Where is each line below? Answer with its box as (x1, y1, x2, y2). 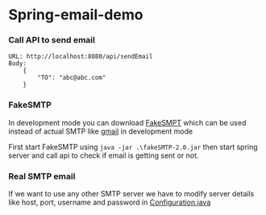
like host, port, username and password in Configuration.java (8, 197, 211, 207)
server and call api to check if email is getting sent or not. (8, 151, 199, 160)
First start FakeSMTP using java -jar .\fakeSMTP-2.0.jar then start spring (8, 142, 258, 151)
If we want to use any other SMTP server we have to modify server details (8, 189, 255, 199)
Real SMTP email (8, 171, 76, 182)
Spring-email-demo (8, 6, 143, 24)
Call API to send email (8, 35, 95, 46)
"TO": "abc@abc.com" (37, 74, 106, 82)
